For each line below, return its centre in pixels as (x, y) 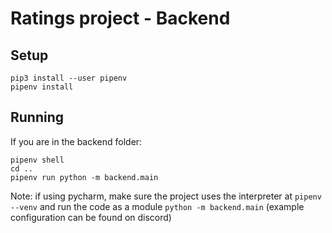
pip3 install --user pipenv (69, 78)
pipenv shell (37, 160)
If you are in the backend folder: (76, 141)
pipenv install (42, 87)
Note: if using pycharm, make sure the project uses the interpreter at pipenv (166, 196)
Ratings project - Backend (120, 18)
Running (37, 117)
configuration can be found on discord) (91, 217)
